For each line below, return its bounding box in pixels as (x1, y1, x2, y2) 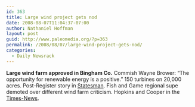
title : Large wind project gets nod (6, 14, 97, 20)
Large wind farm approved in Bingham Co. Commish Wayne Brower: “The (6, 69, 190, 76)
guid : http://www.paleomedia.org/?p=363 (6, 36, 109, 42)
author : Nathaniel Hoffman (6, 25, 73, 32)
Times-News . (6, 95, 40, 102)
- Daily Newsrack (11, 53, 55, 59)
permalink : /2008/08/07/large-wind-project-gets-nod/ (6, 42, 143, 48)
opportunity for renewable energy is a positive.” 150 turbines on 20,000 (6, 75, 182, 83)
